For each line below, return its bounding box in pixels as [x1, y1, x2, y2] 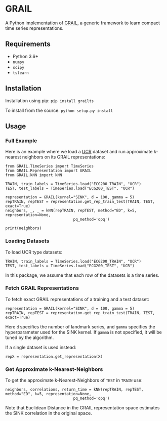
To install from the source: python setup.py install [5, 107, 113, 113]
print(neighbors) [5, 226, 42, 231]
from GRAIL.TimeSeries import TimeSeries [5, 164, 94, 169]
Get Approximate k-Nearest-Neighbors [5, 365, 103, 372]
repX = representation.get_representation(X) [5, 354, 103, 359]
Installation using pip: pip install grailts [5, 97, 94, 104]
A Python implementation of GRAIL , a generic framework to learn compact [5, 20, 160, 26]
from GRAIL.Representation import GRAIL [5, 168, 92, 174]
